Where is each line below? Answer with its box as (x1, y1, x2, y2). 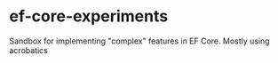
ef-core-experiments (9, 6, 169, 27)
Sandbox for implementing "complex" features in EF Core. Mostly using (9, 35, 270, 46)
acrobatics (9, 44, 49, 55)
